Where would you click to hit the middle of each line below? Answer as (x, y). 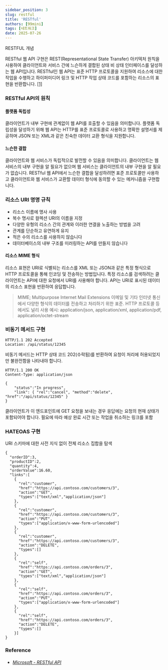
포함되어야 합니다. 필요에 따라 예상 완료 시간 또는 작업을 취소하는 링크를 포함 (79, 417)
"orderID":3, (23, 457)
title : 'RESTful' (23, 19)
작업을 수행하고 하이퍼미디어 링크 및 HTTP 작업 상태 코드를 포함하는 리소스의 (80, 78)
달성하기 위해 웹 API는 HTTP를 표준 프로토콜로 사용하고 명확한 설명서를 (88, 130)
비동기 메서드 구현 (25, 329)
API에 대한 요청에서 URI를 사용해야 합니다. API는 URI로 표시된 (87, 280)
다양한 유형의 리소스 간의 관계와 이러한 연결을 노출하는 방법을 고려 (76, 224)
